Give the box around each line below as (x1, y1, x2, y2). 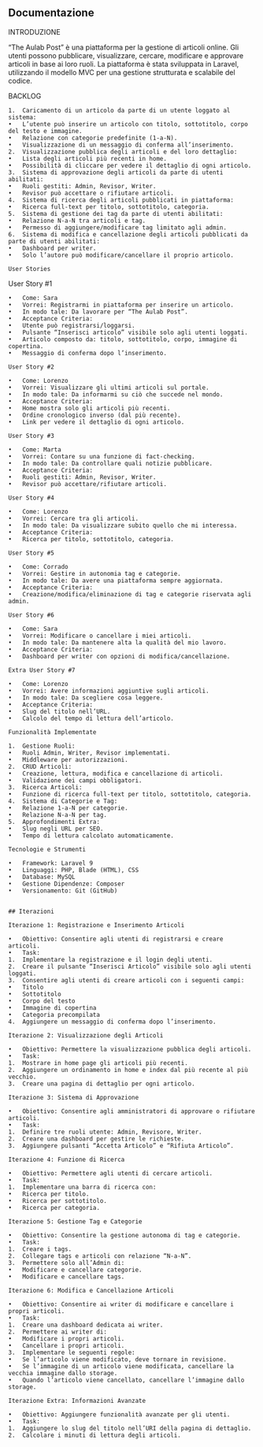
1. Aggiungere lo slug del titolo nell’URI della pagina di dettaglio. (8, 1424, 252, 1432)
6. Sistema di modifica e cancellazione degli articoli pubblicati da (8, 230, 248, 239)
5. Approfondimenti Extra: (8, 818, 101, 826)
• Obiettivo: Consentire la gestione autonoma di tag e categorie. (8, 1231, 242, 1239)
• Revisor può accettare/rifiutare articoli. (8, 480, 168, 488)
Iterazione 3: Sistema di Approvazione (8, 1093, 139, 1101)
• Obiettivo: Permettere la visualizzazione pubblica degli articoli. (8, 1045, 252, 1053)
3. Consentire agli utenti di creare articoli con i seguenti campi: (8, 976, 245, 984)
